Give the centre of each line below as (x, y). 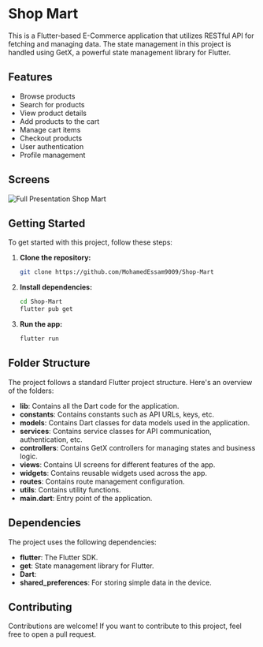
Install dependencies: (56, 287)
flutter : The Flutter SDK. (59, 557)
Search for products (52, 104)
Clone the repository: (55, 258)
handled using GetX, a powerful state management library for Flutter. (120, 52)
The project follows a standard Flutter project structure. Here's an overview (130, 382)
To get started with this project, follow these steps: (91, 242)
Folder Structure (49, 363)
